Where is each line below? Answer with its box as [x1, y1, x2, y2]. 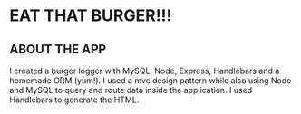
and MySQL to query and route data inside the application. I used [9, 85, 253, 95]
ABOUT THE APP [9, 42, 107, 57]
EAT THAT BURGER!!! [9, 5, 172, 26]
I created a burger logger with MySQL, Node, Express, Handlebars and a [9, 65, 280, 76]
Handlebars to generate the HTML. [9, 94, 140, 105]
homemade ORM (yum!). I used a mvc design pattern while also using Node [9, 75, 292, 86]
